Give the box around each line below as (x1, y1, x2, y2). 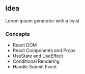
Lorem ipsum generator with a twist (5, 17, 80, 23)
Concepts (5, 30, 31, 37)
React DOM (12, 42, 37, 48)
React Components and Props (12, 47, 76, 54)
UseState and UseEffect (12, 53, 63, 59)
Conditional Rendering (12, 58, 60, 64)
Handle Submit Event (12, 64, 57, 70)
